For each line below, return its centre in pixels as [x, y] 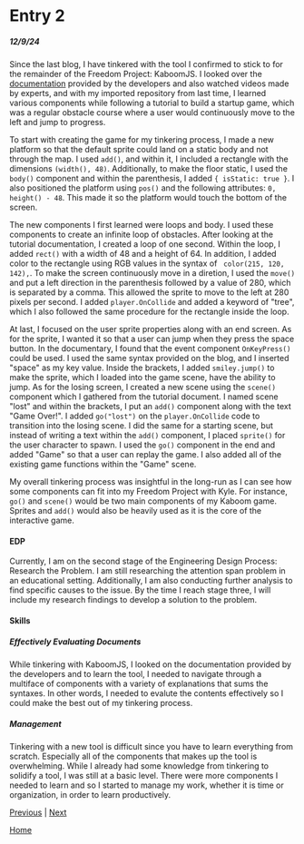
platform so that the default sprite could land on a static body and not [139, 150]
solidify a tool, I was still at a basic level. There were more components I [144, 775]
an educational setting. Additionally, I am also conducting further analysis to [151, 581]
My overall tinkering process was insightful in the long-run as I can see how [151, 482]
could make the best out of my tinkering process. [101, 702]
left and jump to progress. [58, 123]
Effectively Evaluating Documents [75, 642]
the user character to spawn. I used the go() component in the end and [142, 445]
